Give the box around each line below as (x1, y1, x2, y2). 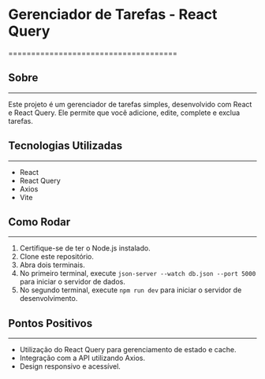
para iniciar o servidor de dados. (19, 277, 126, 287)
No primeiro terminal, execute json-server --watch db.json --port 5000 (19, 269, 256, 278)
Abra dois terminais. (19, 260, 85, 269)
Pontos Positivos (8, 317, 93, 330)
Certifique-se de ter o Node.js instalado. (19, 243, 151, 253)
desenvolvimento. (19, 294, 78, 303)
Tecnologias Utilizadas (8, 139, 123, 153)
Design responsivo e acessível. (19, 362, 121, 371)
